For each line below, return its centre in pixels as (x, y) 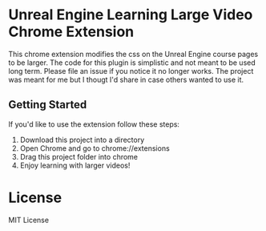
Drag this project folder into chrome (79, 156)
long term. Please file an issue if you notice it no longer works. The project (131, 71)
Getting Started (48, 105)
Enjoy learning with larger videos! (75, 165)
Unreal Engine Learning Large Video (131, 15)
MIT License (29, 220)
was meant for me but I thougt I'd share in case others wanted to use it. (126, 79)
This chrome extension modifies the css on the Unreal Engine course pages (133, 54)
